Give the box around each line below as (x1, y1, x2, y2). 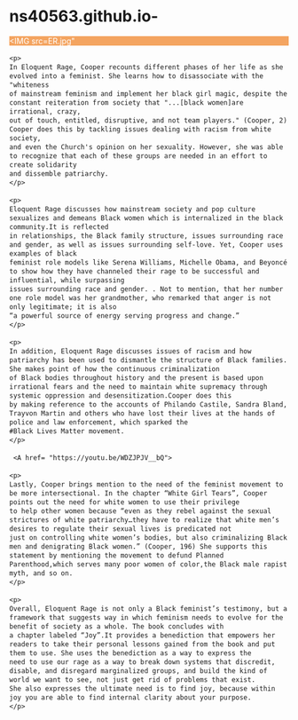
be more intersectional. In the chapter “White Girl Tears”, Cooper (9, 488, 268, 498)
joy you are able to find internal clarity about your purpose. (9, 692, 252, 702)
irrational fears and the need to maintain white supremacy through (9, 382, 268, 392)
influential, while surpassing (9, 275, 125, 285)
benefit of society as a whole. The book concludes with (9, 621, 224, 631)
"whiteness (9, 80, 50, 90)
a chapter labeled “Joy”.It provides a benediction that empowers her (9, 630, 276, 640)
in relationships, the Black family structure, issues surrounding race (9, 231, 284, 241)
